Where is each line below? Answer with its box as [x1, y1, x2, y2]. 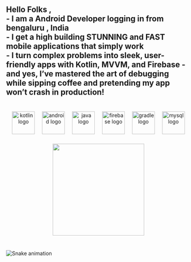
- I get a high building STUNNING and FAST [6, 32, 165, 42]
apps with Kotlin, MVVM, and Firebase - [37, 60, 186, 70]
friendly [6, 60, 36, 70]
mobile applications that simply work [6, 41, 144, 52]
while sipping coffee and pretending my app [6, 78, 170, 88]
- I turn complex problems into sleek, [6, 51, 143, 61]
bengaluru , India [6, 23, 69, 33]
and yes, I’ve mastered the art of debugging [6, 69, 169, 79]
